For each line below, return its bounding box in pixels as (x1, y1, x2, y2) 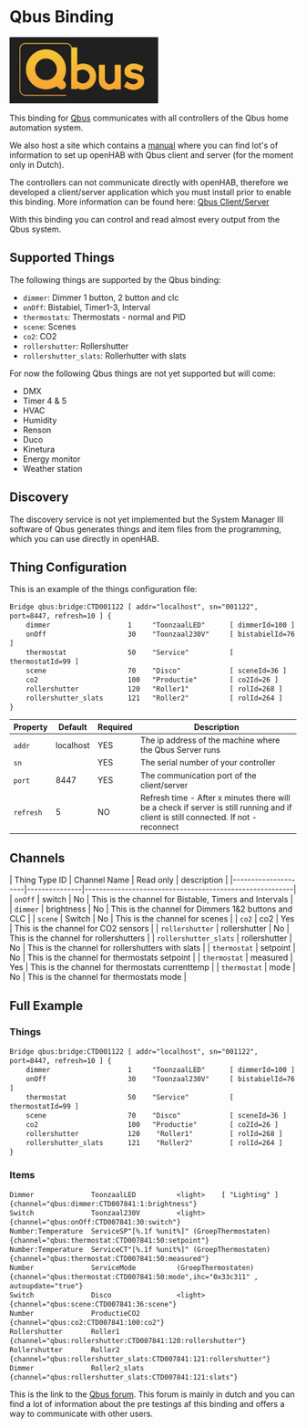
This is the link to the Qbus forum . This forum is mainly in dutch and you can (9, 1389, 295, 1400)
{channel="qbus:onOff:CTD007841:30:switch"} (9, 1218, 181, 1227)
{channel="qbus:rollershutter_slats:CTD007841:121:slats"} (9, 1373, 239, 1382)
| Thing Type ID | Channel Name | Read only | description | (9, 874, 229, 886)
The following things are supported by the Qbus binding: (9, 274, 221, 285)
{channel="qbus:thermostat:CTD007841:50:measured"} (9, 1255, 209, 1264)
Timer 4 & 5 (22, 395, 67, 406)
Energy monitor (22, 453, 81, 464)
